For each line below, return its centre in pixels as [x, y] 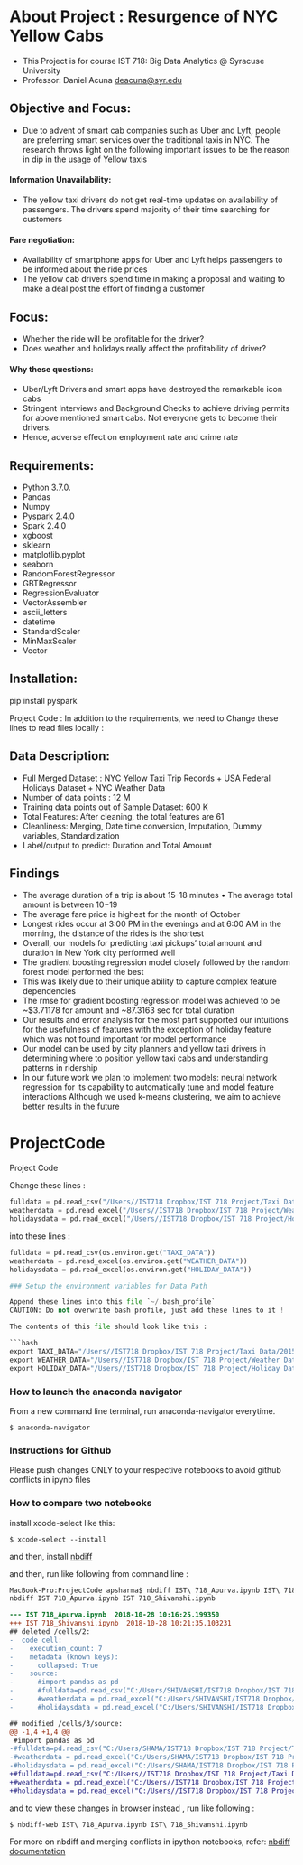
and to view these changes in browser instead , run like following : [132, 1808]
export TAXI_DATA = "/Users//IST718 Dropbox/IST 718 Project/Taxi [133, 1351]
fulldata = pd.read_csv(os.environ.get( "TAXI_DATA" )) [113, 1252]
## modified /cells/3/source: [66, 1723]
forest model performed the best [83, 972]
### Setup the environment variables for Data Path [108, 1286]
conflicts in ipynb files [50, 1480]
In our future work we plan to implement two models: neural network [150, 1078]
